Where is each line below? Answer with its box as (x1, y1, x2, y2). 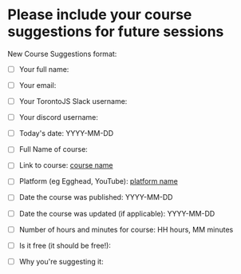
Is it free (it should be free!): (18, 240, 111, 250)
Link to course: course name (18, 161, 113, 170)
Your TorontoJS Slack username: (18, 97, 128, 106)
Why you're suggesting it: (18, 256, 105, 266)
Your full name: (18, 64, 69, 73)
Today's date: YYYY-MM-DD (18, 129, 114, 138)
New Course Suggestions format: (7, 49, 117, 58)
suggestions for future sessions (7, 22, 224, 41)
